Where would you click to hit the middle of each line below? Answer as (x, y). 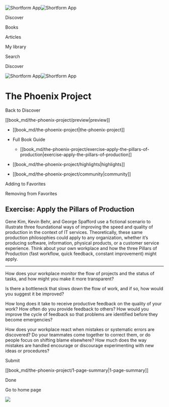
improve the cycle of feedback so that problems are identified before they (82, 314)
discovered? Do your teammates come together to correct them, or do (78, 335)
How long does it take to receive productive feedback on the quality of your (83, 303)
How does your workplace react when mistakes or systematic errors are (80, 329)
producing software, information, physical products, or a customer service (82, 243)
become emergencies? (29, 319)
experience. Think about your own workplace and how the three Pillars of (81, 248)
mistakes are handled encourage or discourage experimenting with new (80, 345)
